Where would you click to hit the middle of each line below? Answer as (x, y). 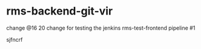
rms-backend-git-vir (60, 11)
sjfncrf (15, 39)
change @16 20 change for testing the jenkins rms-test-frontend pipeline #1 (101, 28)
